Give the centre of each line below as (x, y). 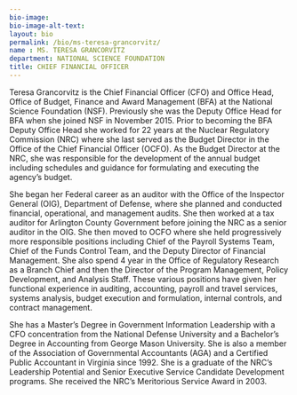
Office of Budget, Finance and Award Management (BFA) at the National (141, 101)
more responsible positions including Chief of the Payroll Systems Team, (142, 241)
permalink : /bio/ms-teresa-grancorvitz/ (85, 42)
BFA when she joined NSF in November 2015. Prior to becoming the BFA (141, 120)
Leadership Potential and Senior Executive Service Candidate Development (147, 371)
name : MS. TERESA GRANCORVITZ (67, 51)
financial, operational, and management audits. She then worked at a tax (142, 213)
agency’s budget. (41, 177)
